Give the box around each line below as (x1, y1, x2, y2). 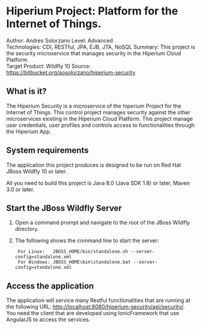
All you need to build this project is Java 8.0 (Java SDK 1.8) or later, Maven (6, 179, 190, 186)
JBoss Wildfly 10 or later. (6, 167, 68, 175)
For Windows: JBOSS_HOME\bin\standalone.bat (17, 259, 131, 265)
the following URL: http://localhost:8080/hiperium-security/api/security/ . (6, 303, 185, 310)
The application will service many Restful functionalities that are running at (6, 297, 191, 304)
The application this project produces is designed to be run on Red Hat (6, 161, 181, 168)
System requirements (6, 146, 89, 156)
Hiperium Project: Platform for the (6, 4, 178, 18)
